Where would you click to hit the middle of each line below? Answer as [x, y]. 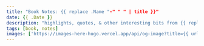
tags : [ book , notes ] [32, 28]
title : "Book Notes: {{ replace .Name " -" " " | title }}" [83, 12]
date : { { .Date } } [29, 17]
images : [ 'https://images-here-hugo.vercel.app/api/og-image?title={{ [97, 34]
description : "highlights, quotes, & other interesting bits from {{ [96, 23]
